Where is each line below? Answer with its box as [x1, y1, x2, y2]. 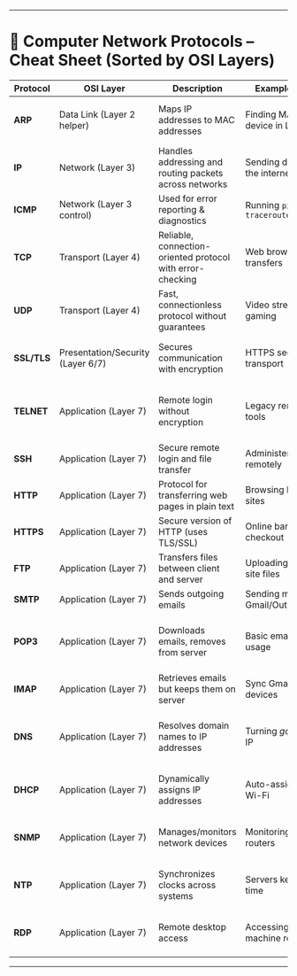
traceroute [245, 210, 292, 220]
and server [157, 573, 203, 585]
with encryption [157, 362, 224, 375]
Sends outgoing [157, 587, 225, 600]
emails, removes [157, 635, 226, 647]
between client [157, 562, 220, 574]
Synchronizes [157, 867, 216, 879]
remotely [245, 458, 283, 470]
